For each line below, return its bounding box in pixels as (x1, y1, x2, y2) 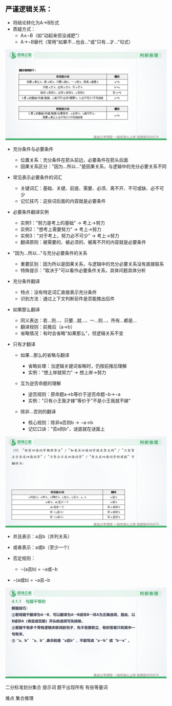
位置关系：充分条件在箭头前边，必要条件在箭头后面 (20, 157, 128, 163)
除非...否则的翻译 (20, 409, 56, 415)
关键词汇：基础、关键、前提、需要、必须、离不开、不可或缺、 (20, 185, 151, 192)
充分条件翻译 (12, 278, 40, 284)
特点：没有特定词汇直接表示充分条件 (20, 289, 97, 295)
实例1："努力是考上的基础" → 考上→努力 (20, 220, 105, 226)
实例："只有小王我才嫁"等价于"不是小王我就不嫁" (28, 397, 131, 404)
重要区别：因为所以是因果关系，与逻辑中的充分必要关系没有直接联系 (20, 261, 164, 267)
